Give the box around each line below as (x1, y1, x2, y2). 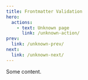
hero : (6, 14, 19, 20)
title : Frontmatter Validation (6, 8, 83, 15)
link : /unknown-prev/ (11, 41, 65, 47)
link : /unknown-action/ (21, 30, 80, 36)
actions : (11, 19, 33, 25)
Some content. (6, 68, 42, 75)
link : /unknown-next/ (11, 52, 65, 58)
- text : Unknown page (16, 25, 69, 31)
